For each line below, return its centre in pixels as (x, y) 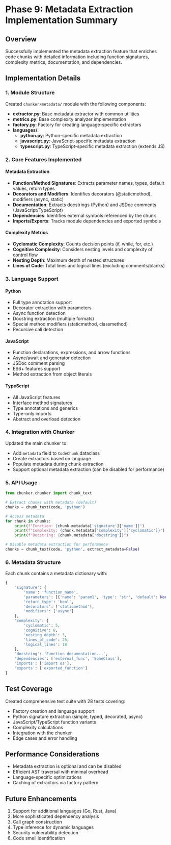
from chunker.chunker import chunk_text (49, 493)
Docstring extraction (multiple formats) (53, 319)
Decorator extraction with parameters (52, 308)
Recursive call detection (38, 330)
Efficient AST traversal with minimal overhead (60, 772)
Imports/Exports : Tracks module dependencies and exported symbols (87, 221)
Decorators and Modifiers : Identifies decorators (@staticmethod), (82, 194)
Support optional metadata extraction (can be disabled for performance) (88, 469)
